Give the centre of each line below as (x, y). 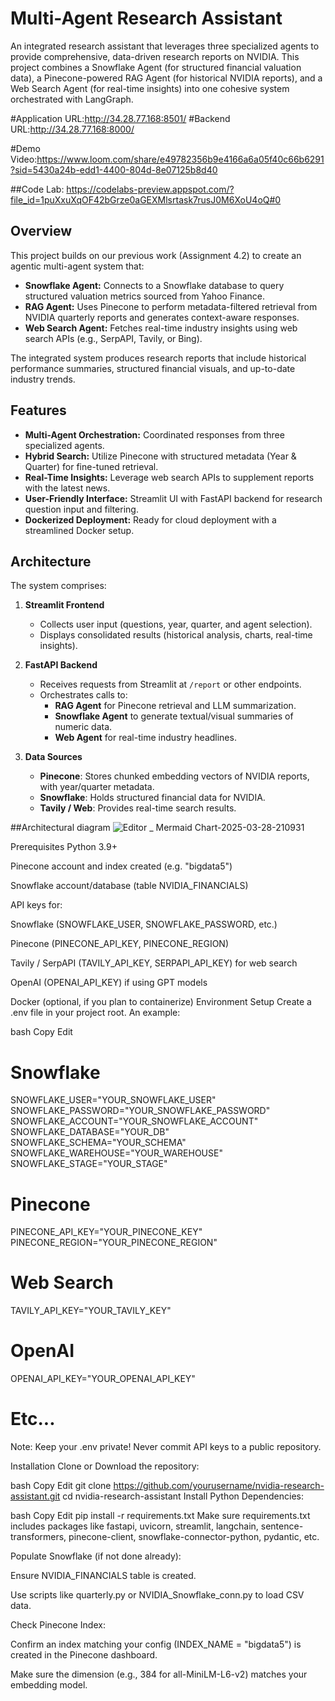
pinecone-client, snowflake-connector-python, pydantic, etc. (194, 1537)
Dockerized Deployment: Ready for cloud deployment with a (150, 519)
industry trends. (43, 379)
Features (38, 410)
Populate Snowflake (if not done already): (96, 1556)
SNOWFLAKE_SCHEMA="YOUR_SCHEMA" (98, 1143)
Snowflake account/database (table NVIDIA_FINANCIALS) (129, 886)
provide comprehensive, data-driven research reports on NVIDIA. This (155, 56)
